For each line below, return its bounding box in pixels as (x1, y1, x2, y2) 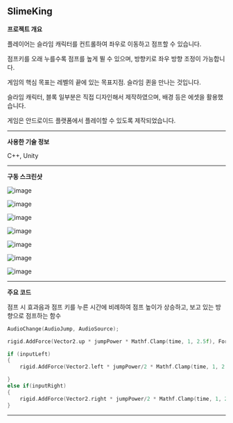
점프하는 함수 (25, 311, 61, 319)
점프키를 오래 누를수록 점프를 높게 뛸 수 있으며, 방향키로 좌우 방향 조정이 (7, 54, 201, 63)
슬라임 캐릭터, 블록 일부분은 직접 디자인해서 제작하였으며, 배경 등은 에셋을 (7, 93, 205, 101)
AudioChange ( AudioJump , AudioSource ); (7, 325, 119, 333)
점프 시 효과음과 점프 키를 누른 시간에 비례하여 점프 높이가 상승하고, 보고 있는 (7, 303, 214, 311)
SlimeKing (7, 6, 53, 17)
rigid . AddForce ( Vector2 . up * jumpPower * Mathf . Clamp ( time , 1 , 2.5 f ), (7, 337, 216, 345)
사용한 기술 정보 (7, 137, 50, 145)
